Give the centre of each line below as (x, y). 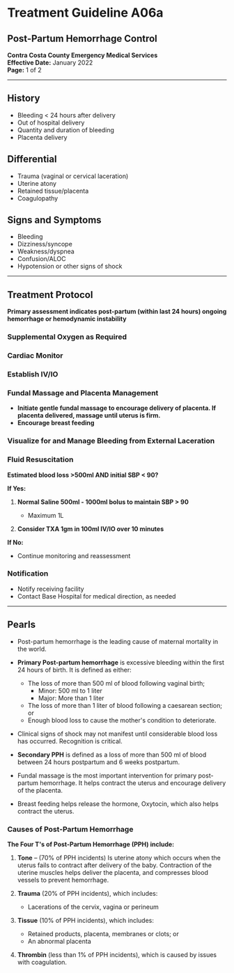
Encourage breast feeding (56, 423)
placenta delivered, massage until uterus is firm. (89, 416)
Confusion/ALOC (41, 259)
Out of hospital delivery (51, 122)
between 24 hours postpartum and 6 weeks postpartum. (98, 762)
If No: (15, 542)
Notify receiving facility (51, 589)
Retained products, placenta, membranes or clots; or (103, 933)
